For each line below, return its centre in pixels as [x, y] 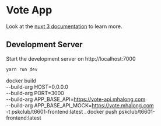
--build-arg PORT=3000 [35, 93]
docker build [21, 80]
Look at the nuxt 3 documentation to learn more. [64, 26]
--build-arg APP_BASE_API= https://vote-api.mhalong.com [76, 99]
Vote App [29, 10]
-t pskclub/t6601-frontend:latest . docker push [62, 111]
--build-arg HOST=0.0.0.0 [37, 87]
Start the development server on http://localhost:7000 [71, 58]
